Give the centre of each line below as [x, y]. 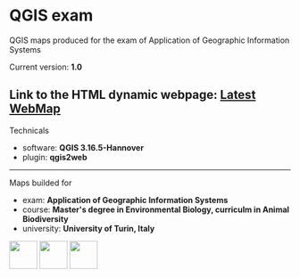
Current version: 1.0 [46, 67]
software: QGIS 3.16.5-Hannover [83, 147]
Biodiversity [45, 218]
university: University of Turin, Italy [88, 228]
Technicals [29, 130]
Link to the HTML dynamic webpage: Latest [133, 95]
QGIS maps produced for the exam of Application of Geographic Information [150, 40]
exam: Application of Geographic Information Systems [125, 200]
